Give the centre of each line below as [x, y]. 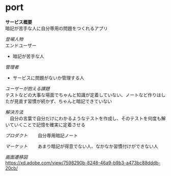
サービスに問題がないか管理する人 [48, 78]
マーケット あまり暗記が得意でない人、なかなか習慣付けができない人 [82, 146]
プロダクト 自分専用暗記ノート [41, 135]
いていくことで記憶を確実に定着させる [45, 125]
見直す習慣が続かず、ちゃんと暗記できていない [63, 101]
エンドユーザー [21, 45]
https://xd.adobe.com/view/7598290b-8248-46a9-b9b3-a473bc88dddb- [83, 163]
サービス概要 [19, 22]
